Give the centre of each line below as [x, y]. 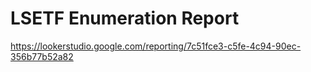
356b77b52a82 [42, 56]
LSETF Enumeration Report [125, 18]
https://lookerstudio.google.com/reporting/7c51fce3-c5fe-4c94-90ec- [156, 46]
